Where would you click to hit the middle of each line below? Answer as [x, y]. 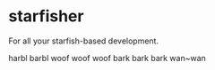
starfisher [46, 16]
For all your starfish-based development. [83, 41]
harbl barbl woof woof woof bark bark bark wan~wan [107, 58]
